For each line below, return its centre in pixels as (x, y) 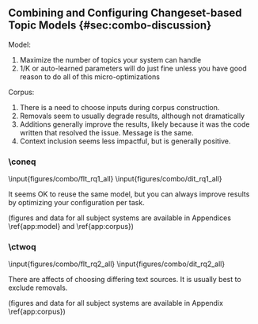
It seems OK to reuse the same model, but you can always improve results (129, 194)
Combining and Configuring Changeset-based (125, 13)
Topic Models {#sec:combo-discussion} (110, 26)
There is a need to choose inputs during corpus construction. (120, 107)
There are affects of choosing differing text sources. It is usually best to (125, 280)
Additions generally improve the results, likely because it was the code (135, 124)
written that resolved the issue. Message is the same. (106, 132)
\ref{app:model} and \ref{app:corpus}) (71, 227)
